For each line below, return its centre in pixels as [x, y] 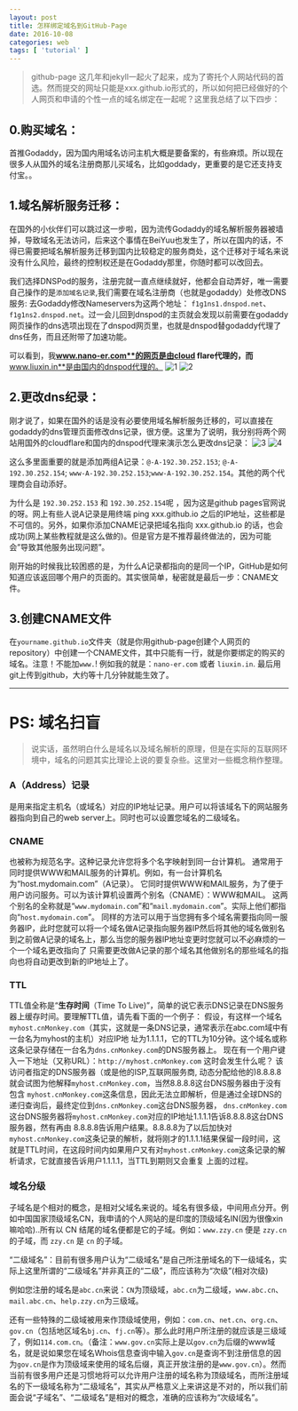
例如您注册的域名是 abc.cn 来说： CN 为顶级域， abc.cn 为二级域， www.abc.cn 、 [146, 1289]
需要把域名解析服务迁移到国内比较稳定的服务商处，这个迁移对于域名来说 [157, 251]
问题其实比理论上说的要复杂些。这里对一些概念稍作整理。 [183, 760]
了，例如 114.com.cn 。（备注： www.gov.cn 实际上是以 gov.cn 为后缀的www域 [142, 1342]
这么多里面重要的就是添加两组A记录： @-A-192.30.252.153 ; [115, 461]
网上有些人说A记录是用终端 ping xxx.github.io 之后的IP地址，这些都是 [159, 514]
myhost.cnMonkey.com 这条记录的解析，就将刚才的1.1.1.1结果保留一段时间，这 [145, 1139]
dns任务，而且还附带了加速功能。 [71, 336]
